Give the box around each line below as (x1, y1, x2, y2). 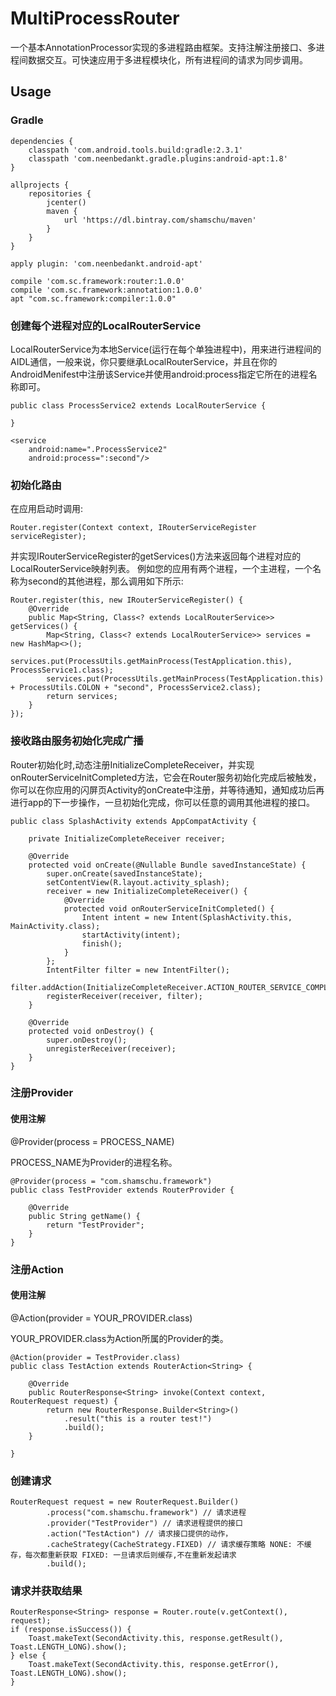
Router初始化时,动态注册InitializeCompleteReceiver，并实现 (10, 758, 255, 771)
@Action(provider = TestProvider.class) (10, 1352, 182, 1362)
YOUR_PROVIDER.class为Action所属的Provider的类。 (10, 1332, 229, 1344)
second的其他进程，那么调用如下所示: (27, 575, 184, 587)
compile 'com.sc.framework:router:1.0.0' (10, 276, 186, 286)
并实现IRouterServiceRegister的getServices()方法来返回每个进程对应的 (10, 550, 302, 562)
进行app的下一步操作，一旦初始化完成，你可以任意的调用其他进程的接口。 (10, 796, 316, 808)
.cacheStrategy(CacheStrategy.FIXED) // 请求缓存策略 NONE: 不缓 (46, 1540, 312, 1550)
